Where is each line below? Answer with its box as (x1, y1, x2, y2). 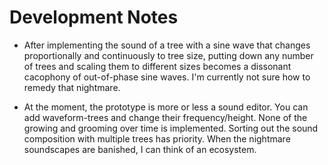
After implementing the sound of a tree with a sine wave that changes (23, 39, 311, 51)
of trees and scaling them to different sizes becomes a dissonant (23, 60, 292, 72)
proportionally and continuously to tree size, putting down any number (23, 49, 314, 61)
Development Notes (9, 6, 179, 29)
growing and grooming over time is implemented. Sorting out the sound (23, 122, 319, 134)
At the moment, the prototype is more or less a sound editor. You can (23, 101, 309, 113)
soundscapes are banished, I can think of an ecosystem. (23, 143, 257, 155)
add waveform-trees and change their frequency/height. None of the (23, 111, 308, 123)
